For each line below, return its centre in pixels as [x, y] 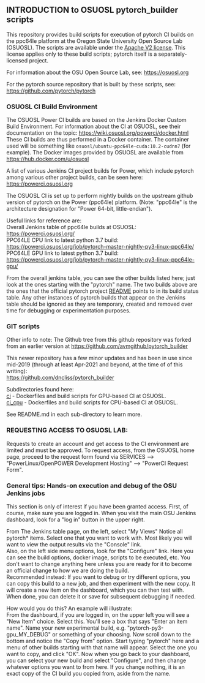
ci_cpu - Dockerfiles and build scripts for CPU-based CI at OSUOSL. [92, 402]
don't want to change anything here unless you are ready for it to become [99, 564]
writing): [17, 371]
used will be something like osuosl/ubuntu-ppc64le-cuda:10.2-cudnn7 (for [99, 146]
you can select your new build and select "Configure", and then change [96, 660]
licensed [17, 60]
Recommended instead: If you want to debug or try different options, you [99, 577]
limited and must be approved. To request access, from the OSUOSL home [100, 450]
